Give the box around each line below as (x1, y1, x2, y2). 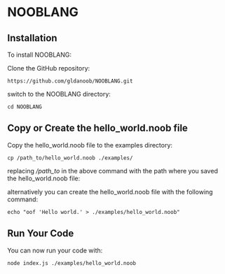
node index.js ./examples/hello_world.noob (7, 259, 137, 266)
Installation (7, 32, 57, 44)
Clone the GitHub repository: (7, 64, 90, 72)
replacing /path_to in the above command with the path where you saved (7, 166, 219, 175)
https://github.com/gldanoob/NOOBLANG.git (7, 78, 133, 85)
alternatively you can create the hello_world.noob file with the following (7, 187, 213, 196)
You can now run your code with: (7, 246, 103, 254)
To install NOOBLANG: (7, 50, 72, 59)
